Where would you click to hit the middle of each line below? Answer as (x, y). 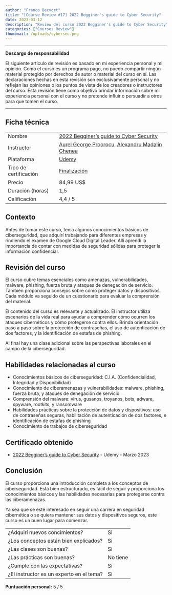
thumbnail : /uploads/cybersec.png (42, 34)
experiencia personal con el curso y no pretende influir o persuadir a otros (84, 96)
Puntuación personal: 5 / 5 (34, 587)
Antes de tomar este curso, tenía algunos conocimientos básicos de (77, 229)
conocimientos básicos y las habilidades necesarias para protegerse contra (85, 494)
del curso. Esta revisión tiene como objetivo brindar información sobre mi (82, 91)
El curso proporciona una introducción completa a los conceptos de (77, 483)
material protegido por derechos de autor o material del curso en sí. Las (81, 74)
